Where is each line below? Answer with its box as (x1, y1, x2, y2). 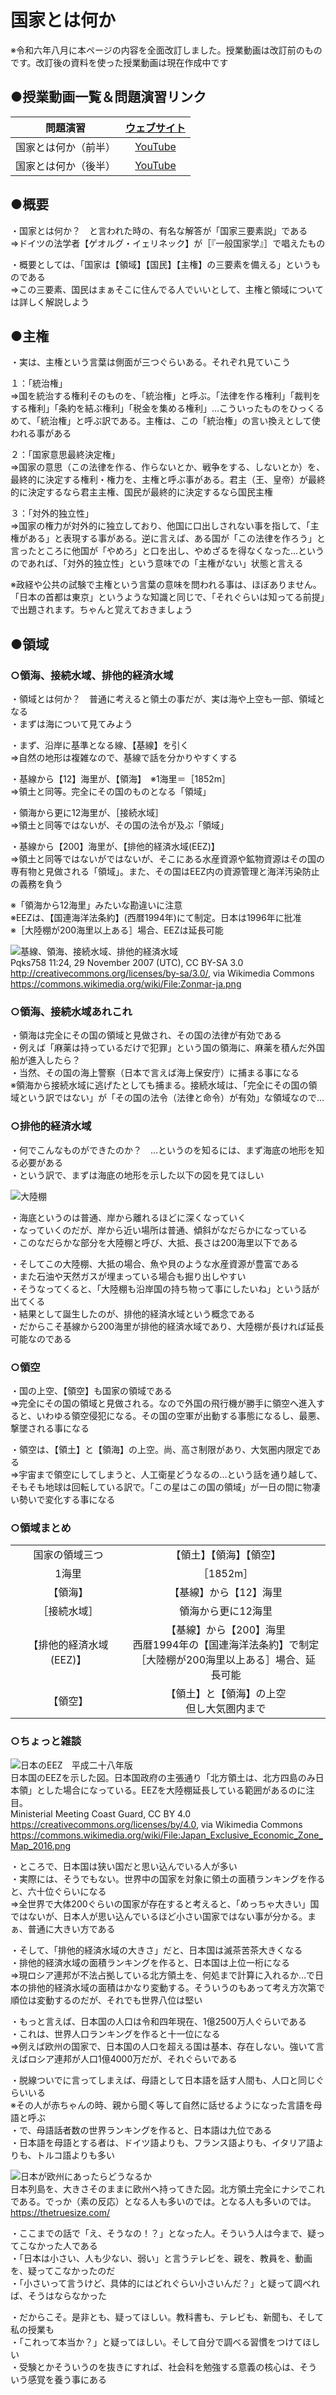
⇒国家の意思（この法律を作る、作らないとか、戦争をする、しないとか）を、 (10, 461, 326, 473)
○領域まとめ (10, 1521, 72, 1535)
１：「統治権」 (10, 377, 68, 390)
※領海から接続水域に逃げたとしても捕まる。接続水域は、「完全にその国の (10, 1079, 309, 1091)
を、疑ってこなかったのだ (10, 2264, 116, 2276)
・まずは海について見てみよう (10, 718, 133, 730)
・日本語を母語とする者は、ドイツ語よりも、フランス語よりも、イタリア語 (10, 2136, 316, 2148)
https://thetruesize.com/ (10, 2206, 111, 2218)
